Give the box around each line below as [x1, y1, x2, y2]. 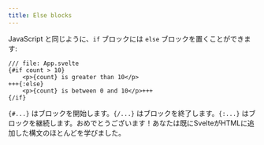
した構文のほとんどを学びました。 [14, 128, 126, 137]
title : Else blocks [8, 11, 73, 20]
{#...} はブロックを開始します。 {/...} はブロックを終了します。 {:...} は [8, 108, 249, 118]
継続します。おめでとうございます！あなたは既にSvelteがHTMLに [35, 118, 248, 128]
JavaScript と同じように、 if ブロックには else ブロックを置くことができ [8, 34, 244, 43]
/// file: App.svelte [8, 60, 80, 67]
